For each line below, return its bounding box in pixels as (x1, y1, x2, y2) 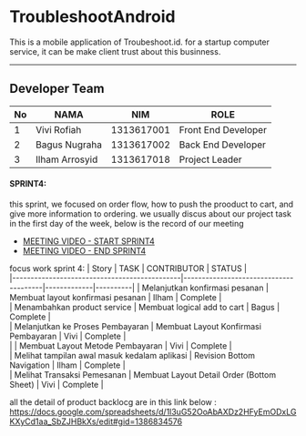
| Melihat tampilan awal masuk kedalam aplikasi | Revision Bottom (9, 350, 256, 360)
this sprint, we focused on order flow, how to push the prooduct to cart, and (9, 198, 294, 209)
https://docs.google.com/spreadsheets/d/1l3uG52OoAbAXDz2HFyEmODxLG (9, 406, 297, 417)
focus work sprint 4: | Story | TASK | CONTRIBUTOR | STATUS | (9, 262, 248, 274)
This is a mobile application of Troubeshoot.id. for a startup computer (9, 36, 270, 47)
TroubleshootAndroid (9, 6, 176, 27)
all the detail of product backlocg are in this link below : (9, 396, 217, 407)
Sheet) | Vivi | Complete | (9, 379, 104, 390)
